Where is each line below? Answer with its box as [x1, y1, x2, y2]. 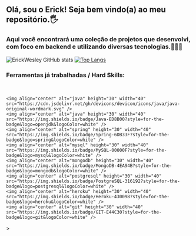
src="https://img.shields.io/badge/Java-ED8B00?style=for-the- [6, 116, 165, 122]
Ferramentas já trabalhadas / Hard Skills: [6, 71, 125, 79]
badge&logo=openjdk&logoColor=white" [6, 121, 99, 127]
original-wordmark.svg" [6, 106, 65, 112]
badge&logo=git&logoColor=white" [6, 214, 88, 220]
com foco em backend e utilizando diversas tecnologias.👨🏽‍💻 [6, 42, 183, 51]
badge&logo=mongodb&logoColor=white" [6, 168, 99, 173]
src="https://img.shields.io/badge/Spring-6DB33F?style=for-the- [6, 132, 170, 137]
